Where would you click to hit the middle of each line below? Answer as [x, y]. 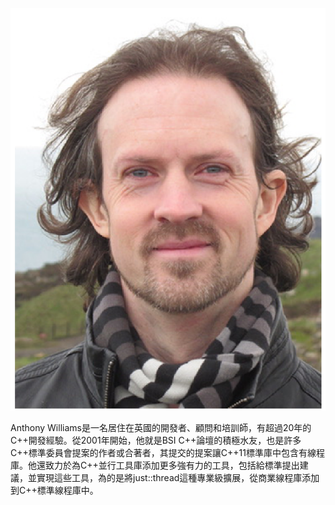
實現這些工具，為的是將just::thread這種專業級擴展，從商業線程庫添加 [178, 477]
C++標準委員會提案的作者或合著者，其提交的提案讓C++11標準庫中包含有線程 [167, 452]
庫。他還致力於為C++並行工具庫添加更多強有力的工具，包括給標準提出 [155, 465]
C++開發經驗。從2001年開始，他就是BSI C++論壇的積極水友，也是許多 [156, 440]
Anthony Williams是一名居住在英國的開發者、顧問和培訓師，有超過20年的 [161, 427]
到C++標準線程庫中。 [54, 490]
